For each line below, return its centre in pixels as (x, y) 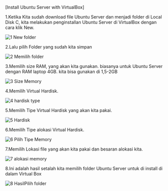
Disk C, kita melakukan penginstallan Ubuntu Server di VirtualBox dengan (81, 22)
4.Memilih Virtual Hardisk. (32, 91)
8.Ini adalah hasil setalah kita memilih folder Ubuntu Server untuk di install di (84, 168)
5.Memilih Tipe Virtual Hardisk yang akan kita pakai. (59, 110)
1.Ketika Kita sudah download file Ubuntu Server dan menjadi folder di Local (83, 17)
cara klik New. (20, 27)
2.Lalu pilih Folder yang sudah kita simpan (49, 47)
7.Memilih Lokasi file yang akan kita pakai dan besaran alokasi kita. (74, 149)
